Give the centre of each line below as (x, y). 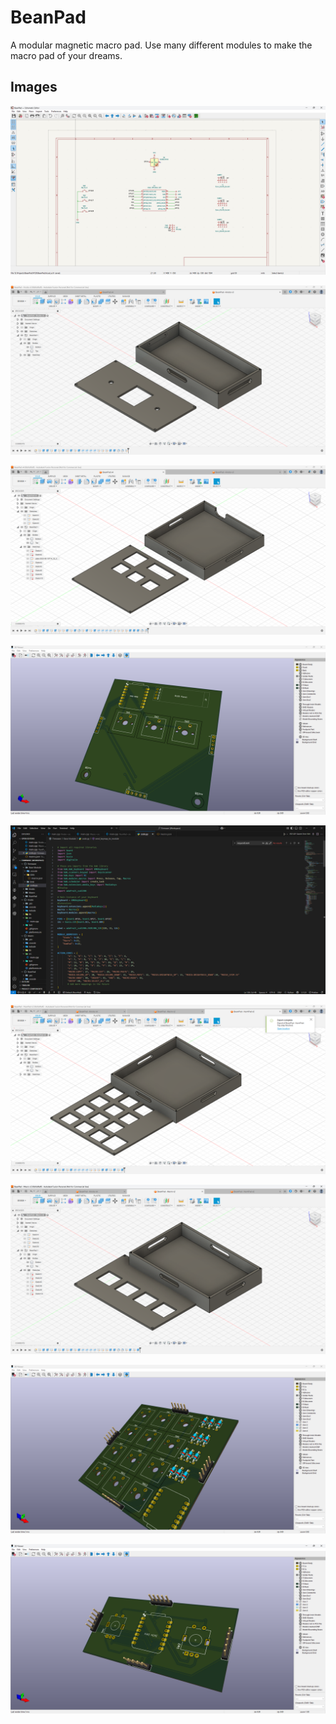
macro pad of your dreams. (66, 55)
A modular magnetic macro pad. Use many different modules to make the (161, 45)
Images (34, 87)
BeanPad (48, 17)
